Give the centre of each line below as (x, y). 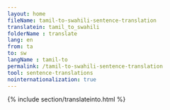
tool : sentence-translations (50, 73)
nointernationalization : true (52, 79)
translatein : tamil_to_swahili (53, 27)
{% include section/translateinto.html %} (67, 99)
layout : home (27, 14)
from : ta (20, 47)
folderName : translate (42, 33)
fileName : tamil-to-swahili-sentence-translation (82, 20)
